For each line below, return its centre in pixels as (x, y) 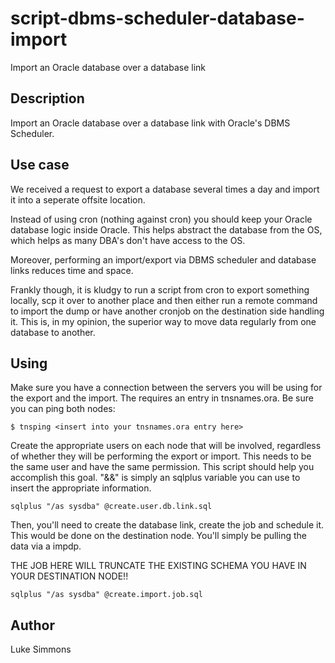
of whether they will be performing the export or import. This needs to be (161, 456)
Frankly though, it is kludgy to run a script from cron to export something (160, 289)
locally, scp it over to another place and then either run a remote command (164, 300)
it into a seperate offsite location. (78, 199)
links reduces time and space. (72, 270)
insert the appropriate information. (81, 488)
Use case (40, 165)
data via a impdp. (46, 546)
